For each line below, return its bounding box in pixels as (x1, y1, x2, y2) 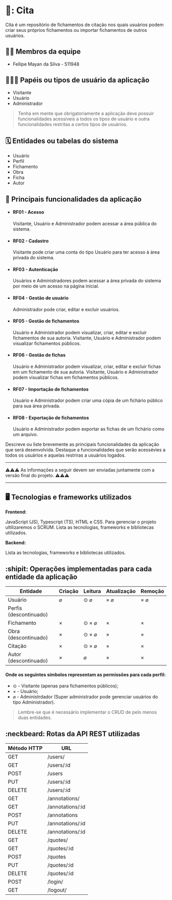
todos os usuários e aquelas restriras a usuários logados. (5, 452, 126, 458)
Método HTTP (8, 745, 42, 752)
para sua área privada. (12, 403, 60, 409)
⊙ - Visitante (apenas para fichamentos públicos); (12, 683, 119, 689)
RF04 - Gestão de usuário (12, 295, 69, 301)
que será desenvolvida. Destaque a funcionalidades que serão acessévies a (5, 447, 166, 453)
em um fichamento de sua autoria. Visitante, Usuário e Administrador (12, 369, 159, 375)
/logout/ (47, 887, 67, 894)
